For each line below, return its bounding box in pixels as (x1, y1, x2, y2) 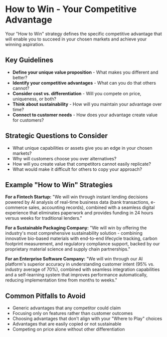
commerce (5, 204, 28, 211)
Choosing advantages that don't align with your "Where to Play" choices (12, 315, 162, 321)
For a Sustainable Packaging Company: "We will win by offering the (5, 225, 147, 231)
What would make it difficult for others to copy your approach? (12, 166, 142, 172)
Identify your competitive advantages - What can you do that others (12, 80, 156, 86)
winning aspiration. (5, 41, 45, 47)
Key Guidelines (5, 56, 54, 65)
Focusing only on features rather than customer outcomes (12, 310, 133, 316)
